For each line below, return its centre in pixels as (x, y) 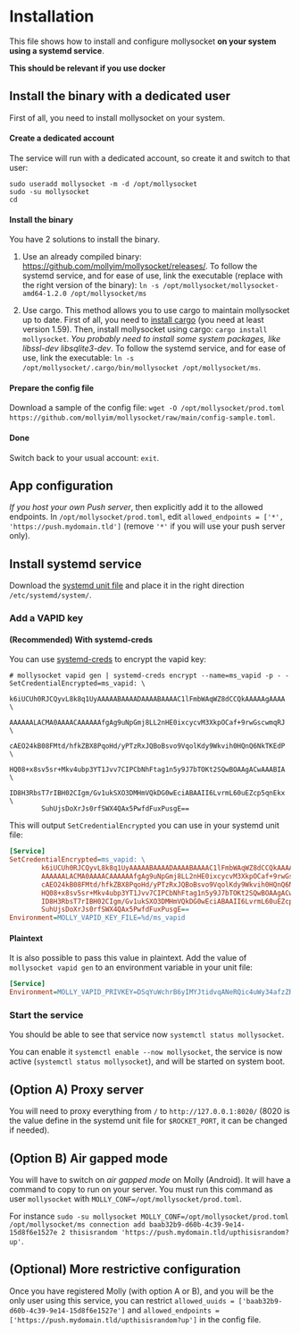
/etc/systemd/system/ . (50, 595)
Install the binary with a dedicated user (120, 96)
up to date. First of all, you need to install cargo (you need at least (143, 320)
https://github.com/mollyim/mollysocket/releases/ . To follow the (140, 267)
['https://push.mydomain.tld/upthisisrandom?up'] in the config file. (135, 1319)
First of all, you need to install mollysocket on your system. (117, 117)
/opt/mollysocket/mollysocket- (221, 286)
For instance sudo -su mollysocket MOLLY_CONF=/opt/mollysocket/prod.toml (149, 1216)
